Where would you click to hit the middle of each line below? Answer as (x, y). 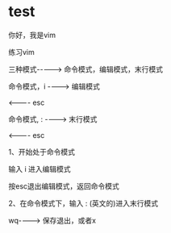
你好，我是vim (32, 35)
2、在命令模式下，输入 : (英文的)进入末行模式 (83, 203)
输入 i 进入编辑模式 (40, 169)
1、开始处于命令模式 (42, 152)
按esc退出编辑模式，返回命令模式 (64, 186)
